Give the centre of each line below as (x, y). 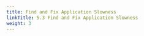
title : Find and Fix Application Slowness (61, 12)
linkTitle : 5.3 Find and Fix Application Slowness (72, 18)
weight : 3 (19, 23)
